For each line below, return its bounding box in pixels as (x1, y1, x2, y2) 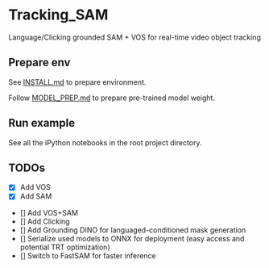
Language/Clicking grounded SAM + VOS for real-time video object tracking (8, 32, 262, 42)
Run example (8, 116, 75, 130)
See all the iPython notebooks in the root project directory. (8, 137, 203, 147)
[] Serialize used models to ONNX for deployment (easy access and (19, 233, 245, 243)
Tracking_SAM (8, 6, 109, 24)
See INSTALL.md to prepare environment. (8, 77, 147, 86)
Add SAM (19, 191, 52, 201)
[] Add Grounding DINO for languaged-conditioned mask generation (19, 224, 246, 235)
